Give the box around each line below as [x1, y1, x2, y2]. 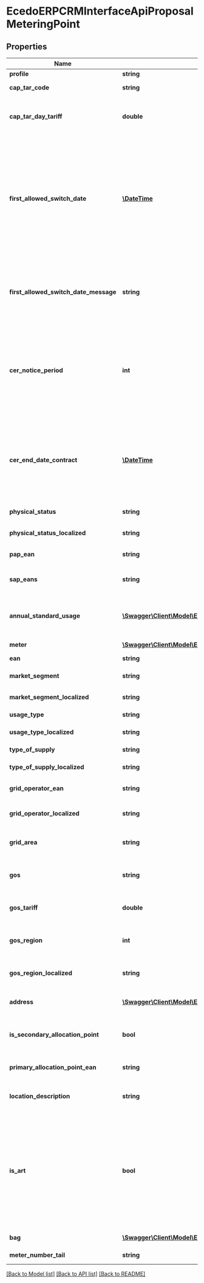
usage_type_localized [9, 728, 74, 736]
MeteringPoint [6, 17, 81, 31]
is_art [9, 1166, 26, 1175]
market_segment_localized [9, 693, 89, 701]
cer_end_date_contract [9, 456, 78, 464]
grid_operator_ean [9, 784, 64, 792]
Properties [6, 41, 47, 52]
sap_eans [9, 575, 38, 583]
